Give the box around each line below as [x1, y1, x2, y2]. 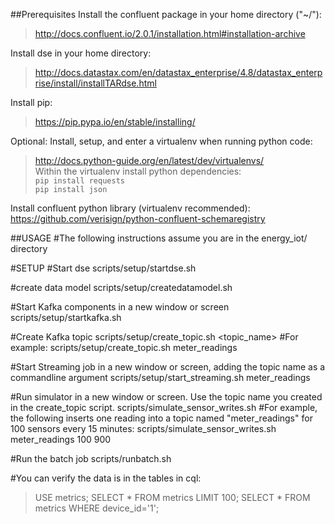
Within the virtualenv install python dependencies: [34, 165, 242, 177]
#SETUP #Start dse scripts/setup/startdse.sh [10, 262, 197, 274]
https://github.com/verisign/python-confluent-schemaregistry [10, 213, 266, 224]
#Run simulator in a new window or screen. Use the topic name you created [10, 391, 323, 403]
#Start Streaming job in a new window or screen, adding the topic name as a [10, 361, 326, 373]
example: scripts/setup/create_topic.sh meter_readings [10, 342, 238, 353]
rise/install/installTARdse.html [34, 77, 157, 89]
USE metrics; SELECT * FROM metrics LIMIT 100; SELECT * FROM [34, 492, 311, 503]
